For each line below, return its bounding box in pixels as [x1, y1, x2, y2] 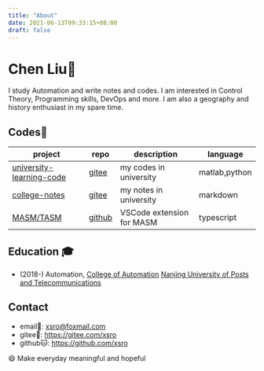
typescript [199, 212, 237, 223]
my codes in [119, 162, 165, 173]
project [32, 149, 60, 160]
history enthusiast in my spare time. [8, 103, 124, 112]
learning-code [12, 172, 67, 183]
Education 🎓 [8, 244, 75, 258]
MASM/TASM [12, 212, 62, 223]
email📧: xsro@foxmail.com [19, 321, 106, 331]
